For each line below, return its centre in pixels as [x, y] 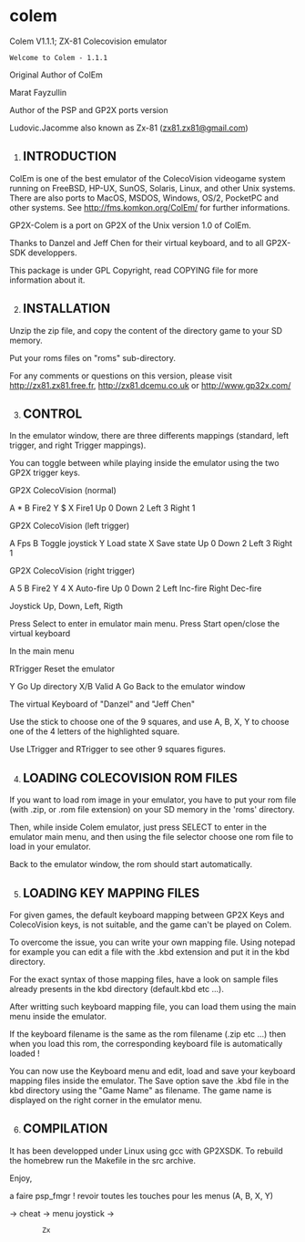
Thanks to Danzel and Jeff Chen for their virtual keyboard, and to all [137, 243]
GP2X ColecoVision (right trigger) [72, 571]
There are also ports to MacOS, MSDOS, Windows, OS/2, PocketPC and [144, 198]
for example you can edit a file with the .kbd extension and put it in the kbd [149, 952]
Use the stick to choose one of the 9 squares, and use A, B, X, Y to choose [149, 722]
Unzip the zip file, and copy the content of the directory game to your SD [146, 330]
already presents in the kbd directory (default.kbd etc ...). [117, 989]
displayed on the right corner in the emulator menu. [106, 1100]
